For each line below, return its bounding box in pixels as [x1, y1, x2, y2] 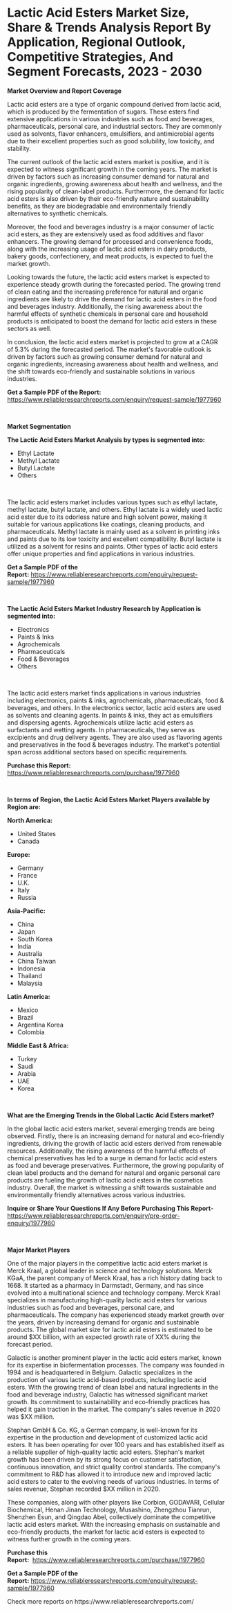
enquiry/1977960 [7, 1219, 55, 1227]
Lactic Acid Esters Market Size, [7, 5, 190, 21]
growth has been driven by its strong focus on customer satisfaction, [7, 1455, 204, 1463]
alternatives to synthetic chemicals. [7, 209, 108, 218]
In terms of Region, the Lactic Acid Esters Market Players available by [7, 795, 211, 804]
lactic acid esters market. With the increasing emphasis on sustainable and [7, 1520, 220, 1528]
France [17, 871, 38, 879]
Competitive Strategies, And [7, 49, 174, 65]
